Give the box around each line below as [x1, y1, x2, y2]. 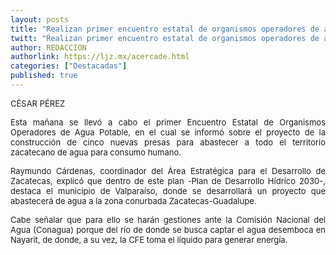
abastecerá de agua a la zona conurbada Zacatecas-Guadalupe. [10, 195, 257, 206]
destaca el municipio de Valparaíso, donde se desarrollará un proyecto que [10, 185, 326, 196]
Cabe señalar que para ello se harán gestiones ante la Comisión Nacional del [10, 214, 326, 225]
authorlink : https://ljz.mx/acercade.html [10, 52, 190, 62]
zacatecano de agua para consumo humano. [10, 146, 182, 158]
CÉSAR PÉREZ [10, 97, 66, 109]
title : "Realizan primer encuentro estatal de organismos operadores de [10, 24, 320, 34]
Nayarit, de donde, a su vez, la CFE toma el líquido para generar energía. [10, 234, 288, 245]
